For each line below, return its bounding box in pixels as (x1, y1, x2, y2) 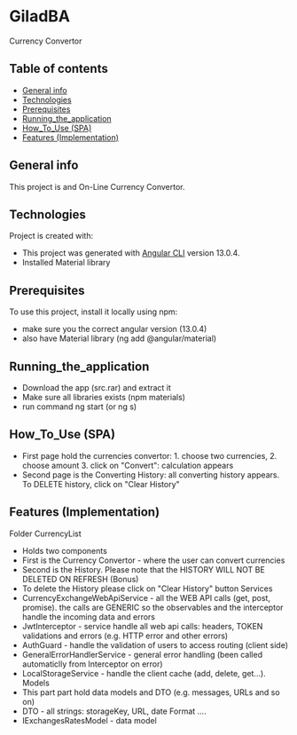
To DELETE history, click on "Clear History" (21, 478, 180, 489)
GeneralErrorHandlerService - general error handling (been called (21, 649, 263, 660)
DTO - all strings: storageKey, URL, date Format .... (21, 706, 207, 716)
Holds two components (21, 545, 108, 556)
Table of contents (9, 61, 108, 76)
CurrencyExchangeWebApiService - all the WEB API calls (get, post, (21, 592, 270, 603)
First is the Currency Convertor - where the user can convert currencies (21, 555, 285, 565)
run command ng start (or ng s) (21, 401, 137, 412)
